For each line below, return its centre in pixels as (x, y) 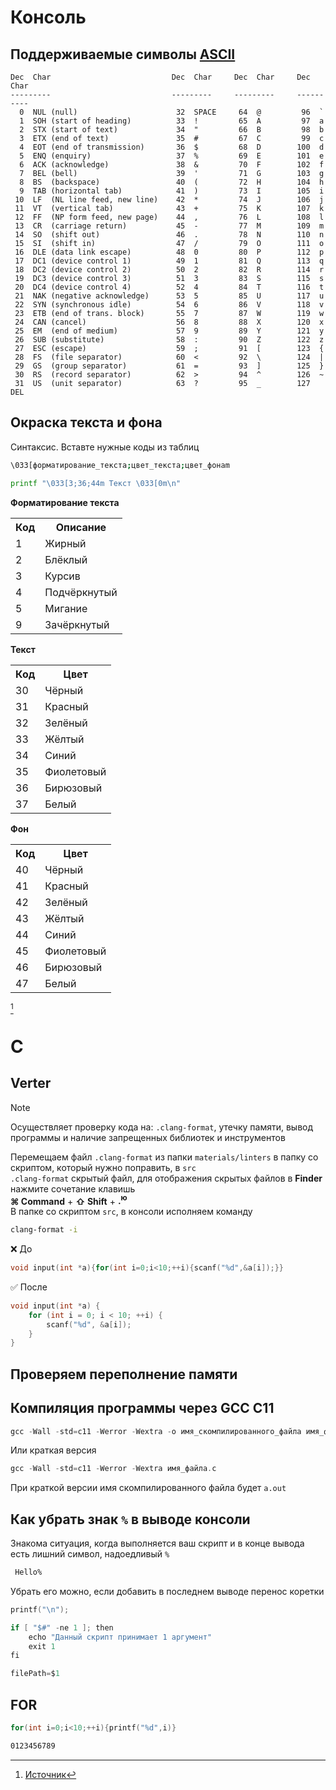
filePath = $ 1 (35, 1674)
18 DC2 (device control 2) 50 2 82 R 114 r (169, 270)
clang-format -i (44, 1230)
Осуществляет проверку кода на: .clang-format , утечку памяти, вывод (162, 1127)
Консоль (48, 17)
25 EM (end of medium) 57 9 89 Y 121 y (169, 331)
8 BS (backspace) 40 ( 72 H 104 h (172, 182)
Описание (81, 527)
